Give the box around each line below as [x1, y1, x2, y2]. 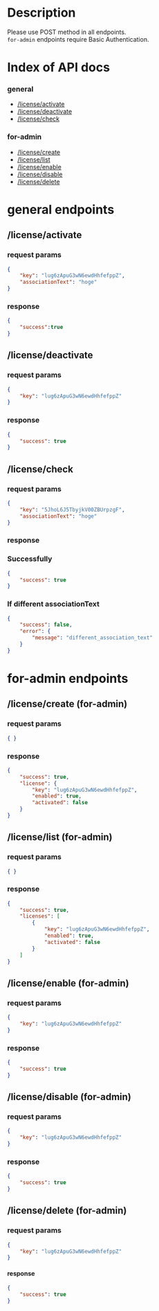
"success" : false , [19, 621, 73, 629]
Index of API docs [7, 60, 111, 76]
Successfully [7, 554, 53, 564]
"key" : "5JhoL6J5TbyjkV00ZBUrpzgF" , [19, 506, 126, 513]
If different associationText [7, 599, 100, 609]
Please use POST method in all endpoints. [7, 28, 127, 36]
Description [7, 5, 76, 21]
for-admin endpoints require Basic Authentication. [7, 35, 149, 43]
